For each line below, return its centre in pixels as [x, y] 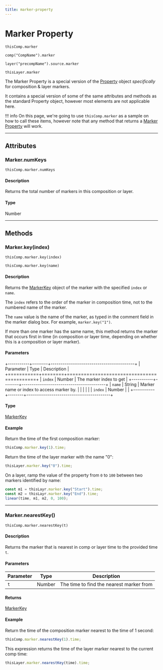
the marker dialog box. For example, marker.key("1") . [59, 322]
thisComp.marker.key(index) [33, 257]
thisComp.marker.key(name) [32, 266]
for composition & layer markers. [38, 86]
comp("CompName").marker [30, 55]
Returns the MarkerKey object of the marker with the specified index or [76, 287]
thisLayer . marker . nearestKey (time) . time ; [48, 663]
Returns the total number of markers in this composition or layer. [69, 191]
